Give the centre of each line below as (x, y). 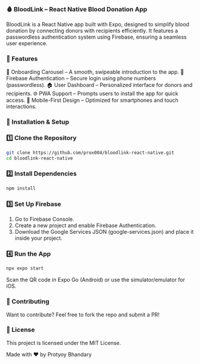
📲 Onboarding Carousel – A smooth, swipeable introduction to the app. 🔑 (95, 72)
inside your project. (38, 238)
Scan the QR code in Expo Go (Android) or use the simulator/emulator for (96, 280)
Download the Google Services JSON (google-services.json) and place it (104, 232)
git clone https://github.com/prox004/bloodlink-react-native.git (90, 153)
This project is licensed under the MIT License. (64, 343)
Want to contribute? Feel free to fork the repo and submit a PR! (83, 315)
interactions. (21, 106)
